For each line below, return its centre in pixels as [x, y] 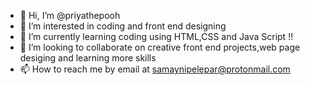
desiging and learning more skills [88, 58]
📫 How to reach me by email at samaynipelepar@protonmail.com [155, 69]
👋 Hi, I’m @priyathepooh [70, 15]
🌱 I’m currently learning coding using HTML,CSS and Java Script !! [156, 36]
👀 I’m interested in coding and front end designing [123, 26]
